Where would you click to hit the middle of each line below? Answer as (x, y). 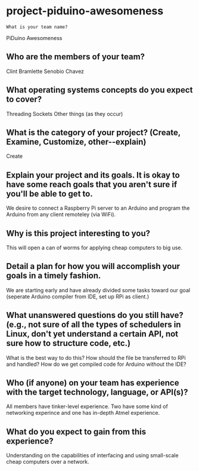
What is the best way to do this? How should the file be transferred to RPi (96, 357)
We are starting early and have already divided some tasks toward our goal (98, 290)
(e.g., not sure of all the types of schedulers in (94, 325)
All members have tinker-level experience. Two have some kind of (87, 406)
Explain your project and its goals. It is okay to (93, 175)
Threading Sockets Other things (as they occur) (65, 114)
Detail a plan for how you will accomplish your (93, 266)
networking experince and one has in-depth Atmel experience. (83, 413)
